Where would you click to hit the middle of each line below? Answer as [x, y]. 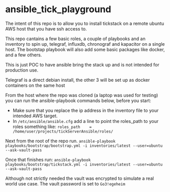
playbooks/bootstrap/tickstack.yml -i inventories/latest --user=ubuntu [84, 164]
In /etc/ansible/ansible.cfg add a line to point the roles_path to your [86, 121]
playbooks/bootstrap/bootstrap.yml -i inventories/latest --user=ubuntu [84, 146]
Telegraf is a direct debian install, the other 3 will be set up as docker [78, 80]
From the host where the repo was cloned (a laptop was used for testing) [82, 95]
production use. [22, 70]
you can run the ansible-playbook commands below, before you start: [78, 101]
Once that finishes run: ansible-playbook [48, 159]
